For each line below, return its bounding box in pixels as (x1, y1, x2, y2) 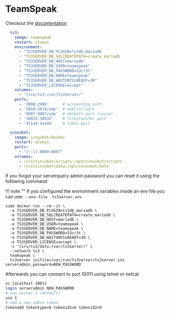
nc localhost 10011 (5, 281, 47, 286)
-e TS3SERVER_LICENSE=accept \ (10, 239, 77, 245)
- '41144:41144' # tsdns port (18, 121, 91, 126)
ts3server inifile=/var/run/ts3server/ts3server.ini (10, 257, 125, 263)
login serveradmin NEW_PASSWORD (5, 286, 74, 291)
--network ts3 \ (10, 249, 45, 254)
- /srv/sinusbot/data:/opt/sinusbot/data (18, 163, 109, 169)
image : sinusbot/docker (14, 135, 66, 140)
